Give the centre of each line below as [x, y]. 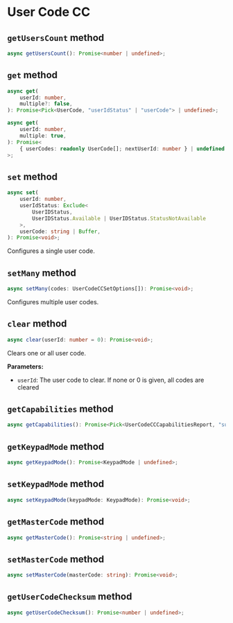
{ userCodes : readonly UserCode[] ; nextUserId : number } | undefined [122, 149]
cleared [28, 387]
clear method [37, 324]
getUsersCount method [56, 38]
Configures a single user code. [51, 251]
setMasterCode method [56, 559]
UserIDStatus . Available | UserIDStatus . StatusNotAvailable [119, 218]
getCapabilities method [60, 409]
